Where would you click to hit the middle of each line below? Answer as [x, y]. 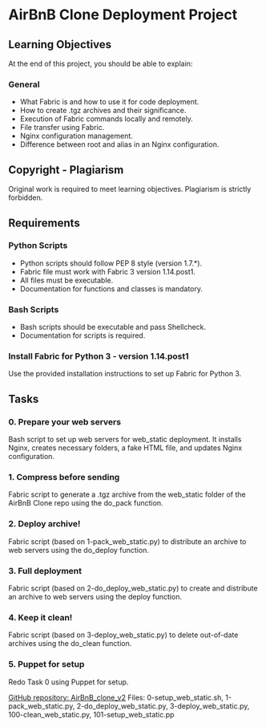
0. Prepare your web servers [65, 421]
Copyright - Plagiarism [66, 170]
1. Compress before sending [64, 477]
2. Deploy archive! [44, 524]
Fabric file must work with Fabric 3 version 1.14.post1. [108, 271]
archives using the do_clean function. [70, 644]
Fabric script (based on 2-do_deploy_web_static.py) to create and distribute [133, 588]
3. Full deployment [45, 571]
